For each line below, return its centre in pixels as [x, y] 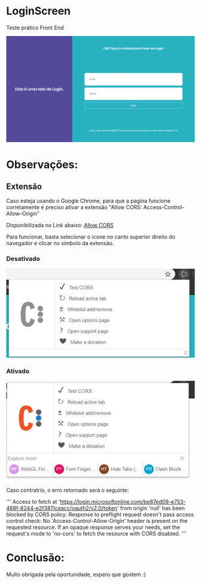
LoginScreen [39, 11]
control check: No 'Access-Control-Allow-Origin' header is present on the [97, 521]
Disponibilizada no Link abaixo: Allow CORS [60, 225]
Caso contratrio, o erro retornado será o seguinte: [68, 490]
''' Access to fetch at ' [33, 502]
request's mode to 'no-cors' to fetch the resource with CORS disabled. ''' [96, 534]
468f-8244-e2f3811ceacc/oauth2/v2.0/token [62, 508]
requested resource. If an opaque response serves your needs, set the [93, 527]
